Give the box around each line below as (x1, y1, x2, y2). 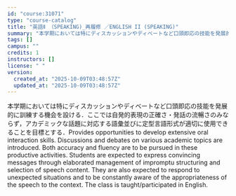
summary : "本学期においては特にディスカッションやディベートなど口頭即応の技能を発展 (7, 29, 226, 37)
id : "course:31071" (7, 10, 65, 17)
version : (7, 69, 33, 76)
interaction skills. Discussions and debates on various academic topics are (7, 136, 223, 144)
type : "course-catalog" (7, 17, 77, 24)
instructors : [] (7, 56, 55, 63)
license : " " (7, 62, 46, 69)
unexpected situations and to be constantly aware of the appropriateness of (7, 173, 227, 182)
